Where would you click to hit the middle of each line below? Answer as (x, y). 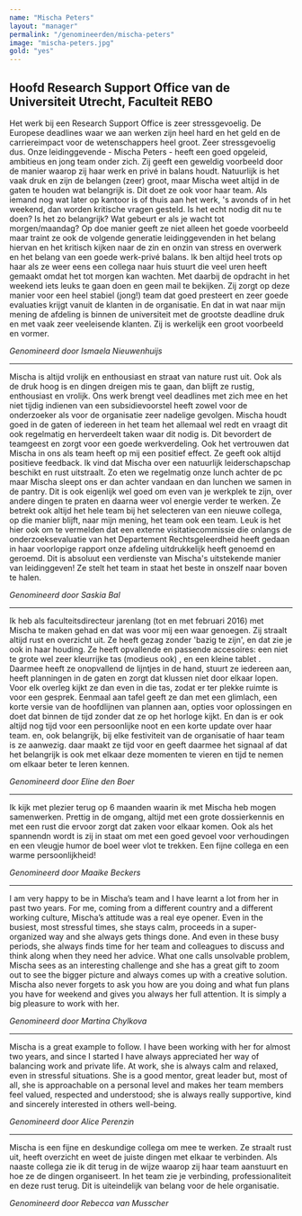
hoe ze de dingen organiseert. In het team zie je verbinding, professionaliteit (151, 1176)
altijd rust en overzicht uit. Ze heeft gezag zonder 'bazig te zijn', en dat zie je (151, 639)
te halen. (26, 577)
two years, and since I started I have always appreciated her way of (134, 1056)
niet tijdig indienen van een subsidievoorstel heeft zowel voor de (129, 405)
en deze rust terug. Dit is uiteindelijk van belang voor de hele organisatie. (144, 1185)
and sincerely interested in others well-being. (93, 1104)
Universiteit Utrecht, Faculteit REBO (111, 101)
